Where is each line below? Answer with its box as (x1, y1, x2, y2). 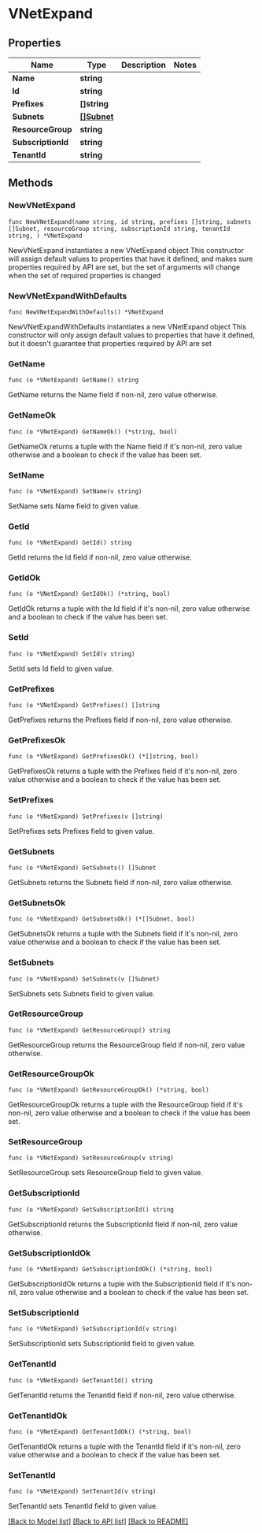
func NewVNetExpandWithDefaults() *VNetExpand (8, 308, 164, 316)
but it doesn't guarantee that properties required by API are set (8, 338, 212, 348)
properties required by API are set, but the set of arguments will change (8, 262, 241, 272)
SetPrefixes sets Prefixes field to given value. (8, 826, 155, 835)
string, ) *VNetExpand (8, 232, 83, 240)
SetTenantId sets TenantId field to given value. (8, 1501, 159, 1511)
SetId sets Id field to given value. (8, 664, 114, 673)
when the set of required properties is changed (8, 270, 161, 280)
